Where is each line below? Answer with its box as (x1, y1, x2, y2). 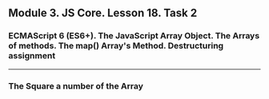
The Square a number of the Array (8, 80, 144, 91)
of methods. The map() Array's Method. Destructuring (8, 40, 224, 51)
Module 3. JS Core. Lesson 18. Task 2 (8, 6, 198, 20)
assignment (8, 50, 56, 61)
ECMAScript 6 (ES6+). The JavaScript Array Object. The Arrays (8, 30, 260, 42)
